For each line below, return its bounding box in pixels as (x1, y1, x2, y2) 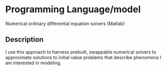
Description (5, 35, 44, 44)
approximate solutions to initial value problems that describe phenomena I (5, 54, 161, 60)
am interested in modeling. (5, 60, 61, 66)
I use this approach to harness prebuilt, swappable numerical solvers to (5, 49, 156, 55)
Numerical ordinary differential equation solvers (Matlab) (5, 20, 125, 27)
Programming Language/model (5, 4, 141, 15)
